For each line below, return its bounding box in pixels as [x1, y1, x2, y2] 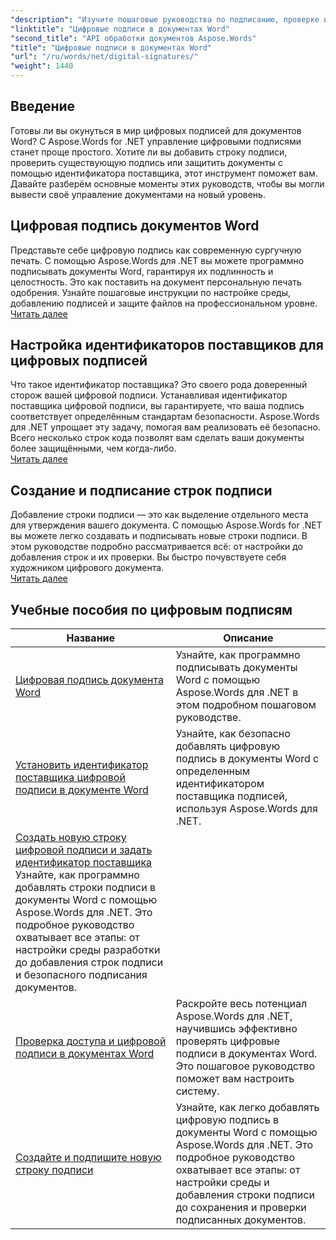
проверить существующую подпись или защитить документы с [10, 156, 283, 168]
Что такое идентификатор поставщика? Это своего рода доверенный [10, 379, 308, 391]
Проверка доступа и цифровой [15, 1034, 167, 1048]
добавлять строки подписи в [15, 881, 156, 895]
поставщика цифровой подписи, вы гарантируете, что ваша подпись [10, 400, 305, 412]
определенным [175, 764, 251, 778]
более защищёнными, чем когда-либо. [10, 442, 177, 455]
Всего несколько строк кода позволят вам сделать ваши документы [10, 432, 305, 444]
